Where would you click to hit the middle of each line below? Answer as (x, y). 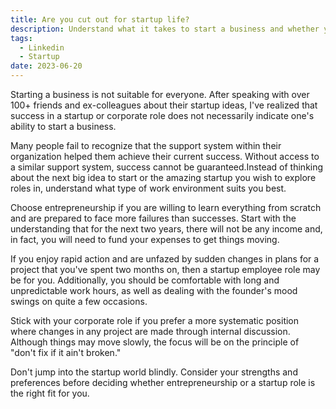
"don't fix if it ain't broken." (66, 352)
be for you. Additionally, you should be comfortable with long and (145, 280)
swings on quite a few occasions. (79, 301)
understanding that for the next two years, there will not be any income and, (166, 229)
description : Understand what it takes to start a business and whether (165, 29)
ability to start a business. (63, 126)
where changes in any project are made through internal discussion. (150, 331)
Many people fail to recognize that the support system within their (146, 145)
